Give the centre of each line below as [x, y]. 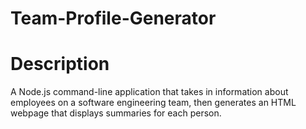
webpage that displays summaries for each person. [116, 113]
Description [60, 64]
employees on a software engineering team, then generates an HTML [153, 103]
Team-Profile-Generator [113, 18]
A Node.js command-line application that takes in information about [149, 92]
